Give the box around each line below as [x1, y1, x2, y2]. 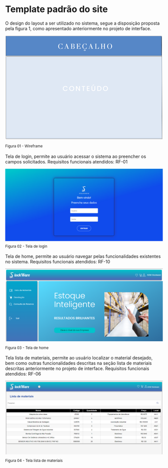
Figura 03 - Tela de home [5, 345, 49, 350]
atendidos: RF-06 [5, 370, 41, 377]
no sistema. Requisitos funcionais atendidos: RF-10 [5, 259, 110, 265]
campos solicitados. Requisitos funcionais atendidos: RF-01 [5, 158, 128, 164]
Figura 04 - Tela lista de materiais [5, 458, 63, 463]
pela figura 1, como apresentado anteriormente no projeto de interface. [5, 25, 151, 31]
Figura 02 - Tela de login [5, 244, 47, 249]
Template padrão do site [5, 4, 108, 15]
